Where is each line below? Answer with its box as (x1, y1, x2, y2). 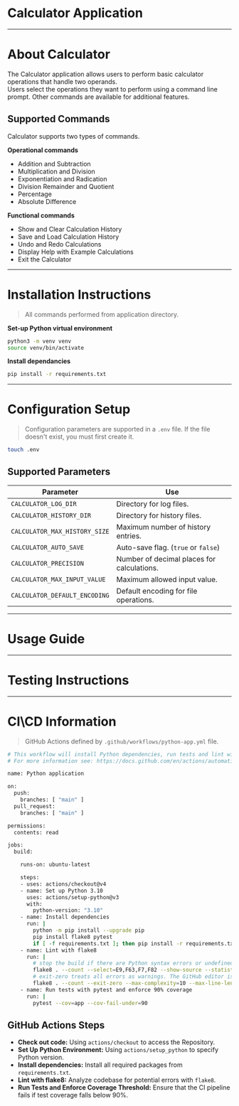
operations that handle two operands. (7, 77, 117, 86)
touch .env (7, 446, 40, 453)
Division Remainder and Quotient (17, 182, 115, 190)
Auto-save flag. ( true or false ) (116, 542, 221, 552)
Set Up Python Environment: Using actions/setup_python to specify (17, 1046, 219, 1054)
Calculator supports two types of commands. (7, 131, 140, 140)
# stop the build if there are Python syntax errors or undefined (33, 960, 234, 967)
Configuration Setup (7, 402, 131, 417)
